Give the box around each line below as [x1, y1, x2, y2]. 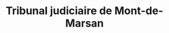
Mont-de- [114, 4, 164, 18]
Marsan [65, 16, 104, 30]
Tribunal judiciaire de [5, 4, 112, 18]
